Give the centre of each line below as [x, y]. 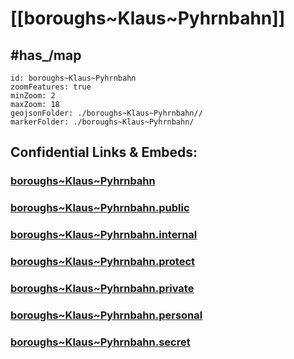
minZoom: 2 [33, 96]
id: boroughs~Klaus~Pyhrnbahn [73, 78]
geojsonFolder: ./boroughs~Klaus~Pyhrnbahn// [106, 113]
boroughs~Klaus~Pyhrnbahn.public [100, 208]
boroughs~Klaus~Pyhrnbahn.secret [100, 342]
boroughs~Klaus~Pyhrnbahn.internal [104, 235]
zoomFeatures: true [51, 87]
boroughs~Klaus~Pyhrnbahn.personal [106, 315]
